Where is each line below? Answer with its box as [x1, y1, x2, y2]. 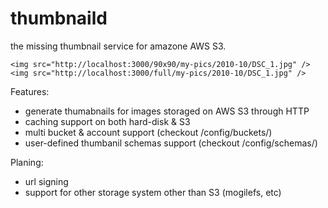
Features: [10, 85, 50, 97]
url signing [24, 175, 69, 187]
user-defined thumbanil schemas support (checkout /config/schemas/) [24, 137, 318, 149]
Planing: [10, 156, 44, 168]
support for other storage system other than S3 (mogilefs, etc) [24, 186, 282, 198]
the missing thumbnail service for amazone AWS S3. [10, 40, 227, 52]
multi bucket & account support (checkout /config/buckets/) [24, 126, 273, 138]
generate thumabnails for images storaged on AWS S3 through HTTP [24, 105, 310, 117]
